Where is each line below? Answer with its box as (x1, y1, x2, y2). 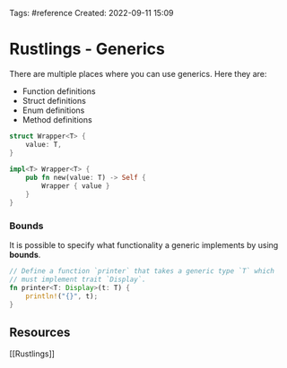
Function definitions (22, 85, 96, 97)
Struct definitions (22, 95, 87, 106)
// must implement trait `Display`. (9, 275, 146, 284)
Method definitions (22, 114, 92, 124)
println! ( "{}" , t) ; (25, 291, 99, 301)
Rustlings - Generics (9, 39, 166, 59)
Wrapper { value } (41, 182, 110, 191)
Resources (9, 324, 71, 339)
